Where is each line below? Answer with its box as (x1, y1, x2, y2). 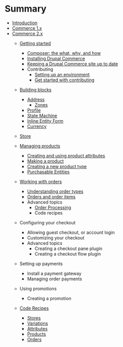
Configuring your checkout (19, 219, 76, 225)
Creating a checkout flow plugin (34, 251, 101, 257)
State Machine (27, 112, 57, 119)
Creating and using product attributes (27, 153, 105, 159)
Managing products (19, 142, 60, 149)
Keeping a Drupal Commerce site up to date (27, 61, 118, 67)
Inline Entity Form (27, 118, 64, 124)
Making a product (27, 158, 64, 164)
